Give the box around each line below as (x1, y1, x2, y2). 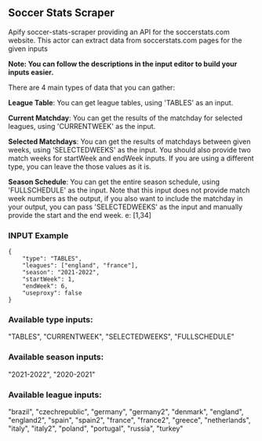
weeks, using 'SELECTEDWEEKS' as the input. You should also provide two (8, 145, 251, 154)
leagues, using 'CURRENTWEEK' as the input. (8, 121, 156, 130)
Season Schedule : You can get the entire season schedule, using (8, 177, 220, 186)
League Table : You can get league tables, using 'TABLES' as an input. (8, 97, 234, 107)
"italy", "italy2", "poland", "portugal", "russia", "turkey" (8, 424, 184, 433)
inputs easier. (8, 67, 54, 77)
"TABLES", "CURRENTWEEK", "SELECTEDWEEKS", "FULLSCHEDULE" (8, 332, 235, 341)
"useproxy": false (22, 289, 82, 297)
